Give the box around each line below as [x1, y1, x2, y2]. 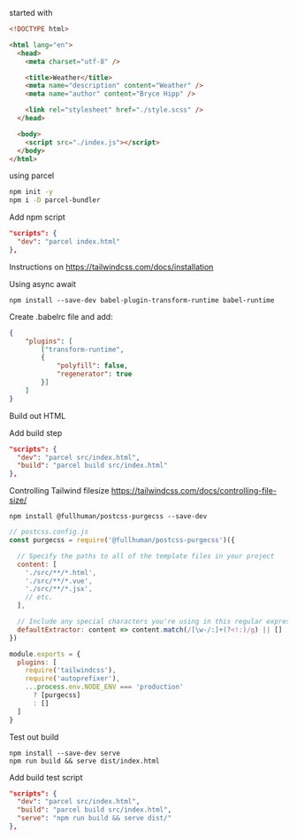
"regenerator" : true [56, 369, 133, 379]
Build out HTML [9, 410, 66, 421]
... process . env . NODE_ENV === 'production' [25, 682, 184, 692]
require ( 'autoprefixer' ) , [25, 674, 121, 683]
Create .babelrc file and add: [9, 311, 113, 322]
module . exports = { [9, 649, 81, 658]
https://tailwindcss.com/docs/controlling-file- [110, 486, 277, 496]
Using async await [9, 278, 77, 289]
